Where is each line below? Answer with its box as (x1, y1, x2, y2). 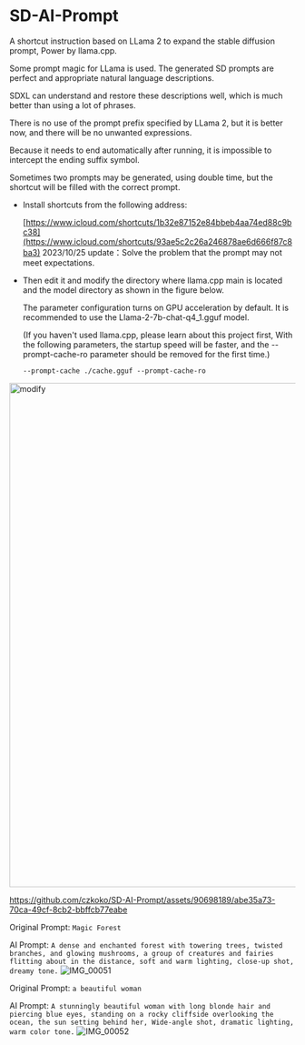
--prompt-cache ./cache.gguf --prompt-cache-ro (22, 366, 206, 376)
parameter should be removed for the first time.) (89, 348, 271, 359)
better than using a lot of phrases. (9, 99, 136, 110)
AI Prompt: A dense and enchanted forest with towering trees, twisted (9, 939, 283, 950)
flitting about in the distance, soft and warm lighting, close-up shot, (9, 957, 295, 966)
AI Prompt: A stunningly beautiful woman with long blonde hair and (9, 1000, 271, 1010)
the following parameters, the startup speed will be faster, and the (22, 338, 270, 350)
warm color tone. (9, 1027, 75, 1037)
